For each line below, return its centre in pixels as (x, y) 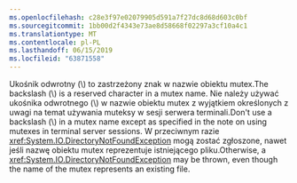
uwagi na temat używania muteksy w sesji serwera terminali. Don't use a (141, 112)
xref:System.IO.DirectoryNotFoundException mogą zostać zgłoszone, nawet (148, 140)
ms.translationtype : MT (53, 34)
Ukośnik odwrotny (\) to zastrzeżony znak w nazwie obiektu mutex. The (139, 84)
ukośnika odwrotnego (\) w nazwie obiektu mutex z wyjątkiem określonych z (149, 103)
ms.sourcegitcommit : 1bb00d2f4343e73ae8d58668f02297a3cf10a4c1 (129, 26)
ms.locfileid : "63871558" (57, 59)
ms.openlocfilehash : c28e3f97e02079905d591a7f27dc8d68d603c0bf (129, 17)
